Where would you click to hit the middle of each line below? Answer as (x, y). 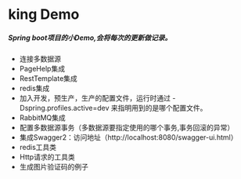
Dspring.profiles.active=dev (64, 108)
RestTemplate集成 (49, 79)
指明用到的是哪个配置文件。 (162, 108)
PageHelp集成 (42, 69)
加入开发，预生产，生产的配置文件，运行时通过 (95, 98)
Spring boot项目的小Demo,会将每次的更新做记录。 (90, 38)
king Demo (44, 15)
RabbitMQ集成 (43, 118)
